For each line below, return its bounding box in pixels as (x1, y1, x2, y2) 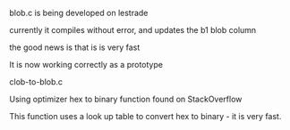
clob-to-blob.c (9, 77, 64, 87)
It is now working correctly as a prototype (9, 60, 164, 69)
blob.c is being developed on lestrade (9, 8, 149, 18)
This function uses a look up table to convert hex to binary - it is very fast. (9, 111, 282, 121)
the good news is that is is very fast (9, 42, 141, 53)
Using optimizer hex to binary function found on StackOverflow (9, 93, 243, 104)
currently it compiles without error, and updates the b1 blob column (9, 25, 257, 35)
